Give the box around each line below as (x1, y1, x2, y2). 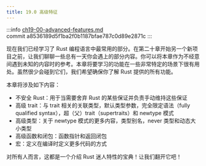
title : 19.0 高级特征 (6, 9, 58, 15)
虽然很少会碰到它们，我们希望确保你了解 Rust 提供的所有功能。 (17, 68, 177, 75)
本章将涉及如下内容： (6, 81, 60, 88)
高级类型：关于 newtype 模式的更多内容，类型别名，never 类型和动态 (15, 117, 191, 124)
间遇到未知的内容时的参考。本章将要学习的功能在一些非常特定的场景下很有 (6, 60, 194, 67)
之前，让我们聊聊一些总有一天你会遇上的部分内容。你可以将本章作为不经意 (11, 53, 200, 60)
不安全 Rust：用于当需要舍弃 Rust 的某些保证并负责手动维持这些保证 (15, 94, 188, 101)
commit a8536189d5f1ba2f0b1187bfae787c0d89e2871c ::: (6, 32, 152, 40)
